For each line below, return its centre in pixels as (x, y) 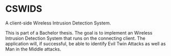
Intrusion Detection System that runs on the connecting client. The (76, 38)
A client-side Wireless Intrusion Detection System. (58, 23)
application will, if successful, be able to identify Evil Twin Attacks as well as (85, 43)
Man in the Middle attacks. (33, 49)
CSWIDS (24, 9)
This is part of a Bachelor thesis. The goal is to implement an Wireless (79, 33)
